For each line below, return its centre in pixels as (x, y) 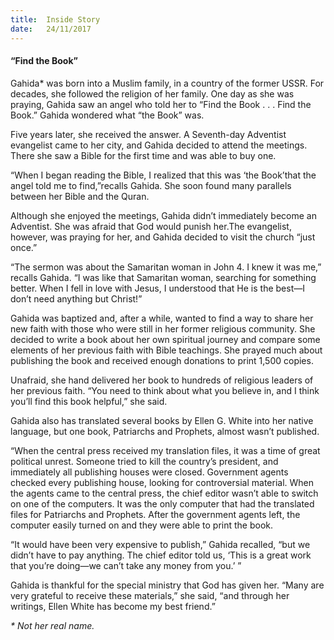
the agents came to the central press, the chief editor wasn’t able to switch (164, 493)
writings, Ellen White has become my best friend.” (113, 606)
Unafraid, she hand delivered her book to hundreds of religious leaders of (162, 380)
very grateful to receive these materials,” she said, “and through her (150, 595)
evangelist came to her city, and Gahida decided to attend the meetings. (159, 145)
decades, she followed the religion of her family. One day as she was (152, 93)
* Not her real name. (52, 625)
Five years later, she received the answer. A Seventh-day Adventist (148, 134)
